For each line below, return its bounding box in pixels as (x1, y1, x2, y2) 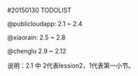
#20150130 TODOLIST (7, 6, 71, 14)
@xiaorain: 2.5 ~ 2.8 (7, 33, 66, 42)
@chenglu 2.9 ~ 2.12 (7, 47, 67, 55)
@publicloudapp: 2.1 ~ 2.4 (7, 20, 83, 27)
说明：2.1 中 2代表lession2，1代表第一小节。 (7, 61, 135, 70)
